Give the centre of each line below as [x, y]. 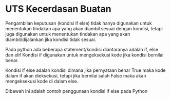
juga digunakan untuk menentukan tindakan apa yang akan [68, 34]
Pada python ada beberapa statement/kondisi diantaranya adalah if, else [82, 49]
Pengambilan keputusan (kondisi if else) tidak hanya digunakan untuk [79, 23]
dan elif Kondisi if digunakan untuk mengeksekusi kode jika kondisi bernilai [84, 55]
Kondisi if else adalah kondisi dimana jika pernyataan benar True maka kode [85, 70]
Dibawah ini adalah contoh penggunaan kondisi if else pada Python [77, 91]
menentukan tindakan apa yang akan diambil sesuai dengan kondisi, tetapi [84, 28]
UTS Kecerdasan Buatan [58, 9]
